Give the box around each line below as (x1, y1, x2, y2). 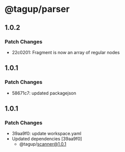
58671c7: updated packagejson (11, 90, 77, 96)
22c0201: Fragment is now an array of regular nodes (11, 49, 120, 55)
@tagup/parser (4, 3, 70, 15)
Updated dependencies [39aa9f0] (11, 136, 82, 142)
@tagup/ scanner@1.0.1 (19, 141, 67, 147)
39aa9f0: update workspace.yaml (11, 131, 82, 137)
